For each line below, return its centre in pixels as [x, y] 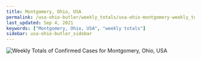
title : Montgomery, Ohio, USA [44, 12]
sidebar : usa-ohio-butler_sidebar [49, 34]
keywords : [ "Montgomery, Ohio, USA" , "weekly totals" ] [76, 28]
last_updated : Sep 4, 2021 [40, 23]
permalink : [20, 17]
